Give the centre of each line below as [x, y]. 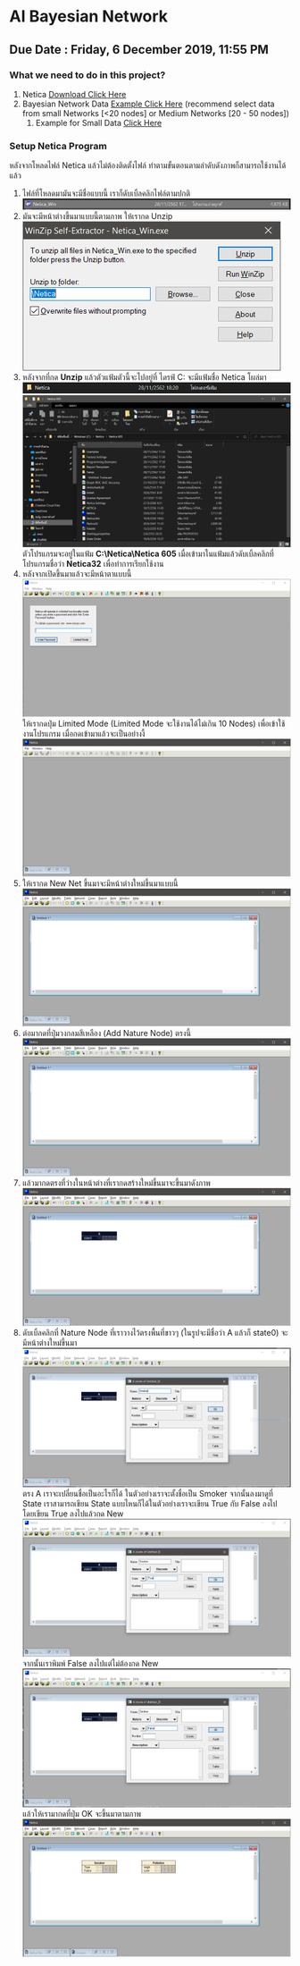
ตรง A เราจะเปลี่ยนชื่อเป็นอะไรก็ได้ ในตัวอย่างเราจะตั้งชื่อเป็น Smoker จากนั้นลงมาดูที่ [148, 1493]
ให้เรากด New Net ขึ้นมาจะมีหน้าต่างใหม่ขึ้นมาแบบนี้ [100, 883]
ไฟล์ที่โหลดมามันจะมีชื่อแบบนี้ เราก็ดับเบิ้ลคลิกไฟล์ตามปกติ [106, 193]
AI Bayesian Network [88, 17]
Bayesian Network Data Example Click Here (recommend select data [148, 104]
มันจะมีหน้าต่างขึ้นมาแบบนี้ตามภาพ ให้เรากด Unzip [97, 216]
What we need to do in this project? [87, 75]
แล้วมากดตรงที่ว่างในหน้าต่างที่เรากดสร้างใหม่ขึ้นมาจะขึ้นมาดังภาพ [117, 1183]
